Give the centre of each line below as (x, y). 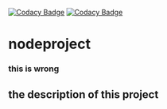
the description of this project (83, 94)
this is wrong (34, 69)
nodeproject (50, 44)
